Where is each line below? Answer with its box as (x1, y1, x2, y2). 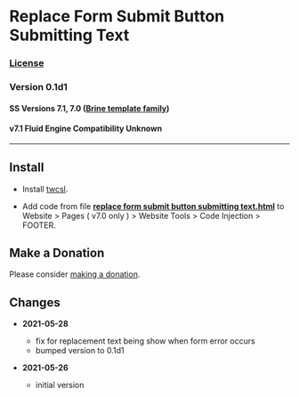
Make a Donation (9, 246, 105, 261)
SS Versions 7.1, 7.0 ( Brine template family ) (9, 102, 170, 113)
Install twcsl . (21, 183, 69, 194)
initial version (35, 380, 85, 391)
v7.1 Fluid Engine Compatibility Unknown (9, 123, 163, 134)
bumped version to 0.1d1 (35, 345, 125, 356)
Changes (9, 295, 61, 310)
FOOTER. (21, 220, 56, 231)
